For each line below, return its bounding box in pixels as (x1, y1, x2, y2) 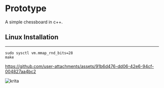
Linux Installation (5, 33, 59, 41)
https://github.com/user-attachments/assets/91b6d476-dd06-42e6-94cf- (5, 63, 154, 69)
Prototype (5, 3, 47, 14)
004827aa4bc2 (5, 69, 37, 74)
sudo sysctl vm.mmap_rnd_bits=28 (5, 51, 73, 55)
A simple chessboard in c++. (5, 19, 63, 25)
